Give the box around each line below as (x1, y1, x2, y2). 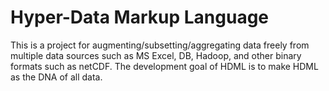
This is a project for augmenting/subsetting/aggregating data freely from (10, 39, 310, 51)
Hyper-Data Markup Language (10, 6, 270, 29)
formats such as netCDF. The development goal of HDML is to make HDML (10, 60, 319, 72)
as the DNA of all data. (10, 71, 103, 83)
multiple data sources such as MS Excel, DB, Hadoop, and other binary (10, 49, 302, 61)
